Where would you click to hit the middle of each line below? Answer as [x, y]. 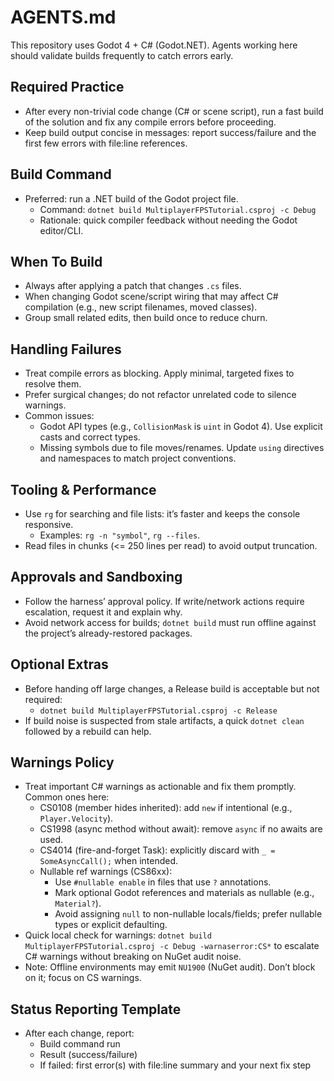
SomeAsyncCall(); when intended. [109, 861]
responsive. [49, 524]
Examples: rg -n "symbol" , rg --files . [120, 535]
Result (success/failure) [88, 1055]
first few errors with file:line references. [106, 143]
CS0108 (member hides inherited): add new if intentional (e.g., [166, 808]
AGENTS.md [63, 17]
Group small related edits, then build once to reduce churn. [146, 318]
